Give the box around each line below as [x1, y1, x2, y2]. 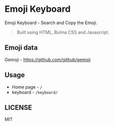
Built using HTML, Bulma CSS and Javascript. [16, 29, 110, 35]
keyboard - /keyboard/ [11, 89, 58, 95]
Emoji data [4, 43, 38, 52]
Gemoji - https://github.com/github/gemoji [4, 57, 91, 63]
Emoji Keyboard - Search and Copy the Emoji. [4, 20, 97, 26]
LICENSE [4, 103, 33, 112]
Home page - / [11, 84, 42, 90]
